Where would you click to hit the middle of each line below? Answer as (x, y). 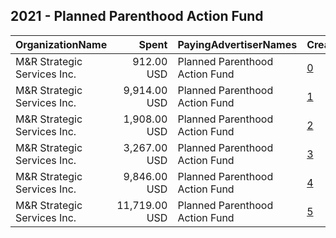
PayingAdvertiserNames (237, 44)
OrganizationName (61, 44)
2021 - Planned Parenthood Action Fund (137, 16)
